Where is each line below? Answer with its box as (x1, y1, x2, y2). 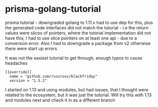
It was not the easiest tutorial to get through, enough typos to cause (5, 55, 142, 61)
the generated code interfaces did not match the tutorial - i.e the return (5, 24, 149, 30)
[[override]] (5, 69, 32, 74)
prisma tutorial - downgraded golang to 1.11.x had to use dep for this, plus (5, 20, 153, 25)
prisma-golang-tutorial (5, 3, 102, 15)
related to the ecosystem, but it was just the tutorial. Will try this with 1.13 (5, 92, 152, 98)
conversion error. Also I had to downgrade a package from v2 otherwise (5, 40, 151, 46)
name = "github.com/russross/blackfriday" (9, 74, 98, 79)
